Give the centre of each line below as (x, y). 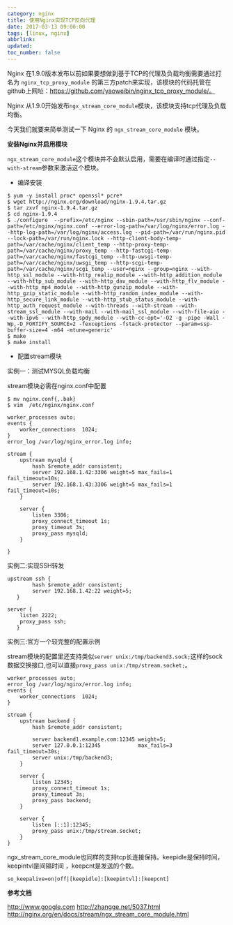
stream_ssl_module (34, 311)
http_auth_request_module (45, 305)
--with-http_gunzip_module (115, 287)
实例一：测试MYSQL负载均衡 (49, 371)
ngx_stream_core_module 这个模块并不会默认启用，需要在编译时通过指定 (109, 158)
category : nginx (31, 14)
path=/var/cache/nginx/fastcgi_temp (60, 257)
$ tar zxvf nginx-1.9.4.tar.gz (53, 208)
